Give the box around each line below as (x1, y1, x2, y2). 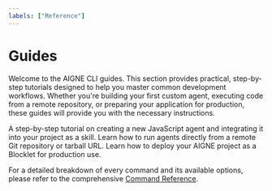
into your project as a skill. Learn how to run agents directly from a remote (8, 132, 257, 142)
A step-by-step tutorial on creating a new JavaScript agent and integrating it (8, 123, 264, 134)
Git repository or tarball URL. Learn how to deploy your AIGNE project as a (8, 141, 257, 151)
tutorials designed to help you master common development (24, 82, 227, 91)
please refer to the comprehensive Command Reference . (8, 173, 199, 183)
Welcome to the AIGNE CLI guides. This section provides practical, (8, 74, 231, 83)
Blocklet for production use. (8, 149, 101, 159)
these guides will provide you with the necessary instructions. (8, 108, 215, 117)
